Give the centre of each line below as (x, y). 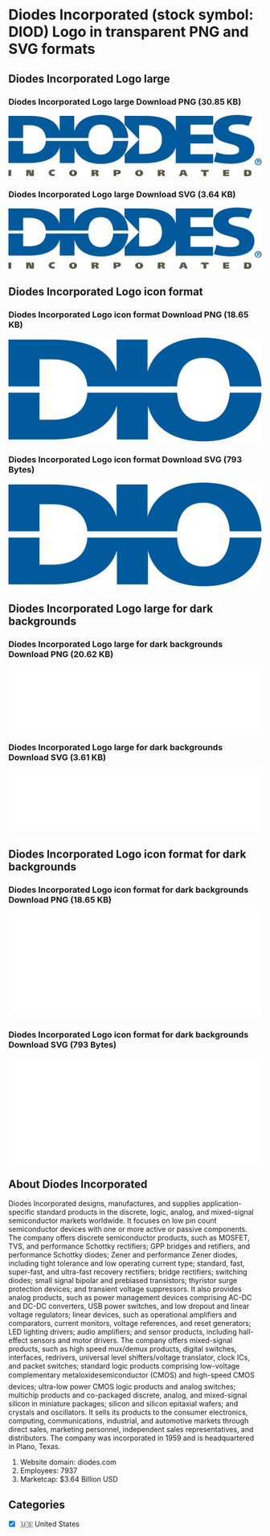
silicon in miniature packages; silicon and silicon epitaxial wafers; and (123, 1404)
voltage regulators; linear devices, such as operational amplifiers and (123, 1315)
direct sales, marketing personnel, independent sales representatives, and (131, 1430)
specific (22, 1212)
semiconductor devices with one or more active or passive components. (128, 1229)
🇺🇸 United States (50, 1524)
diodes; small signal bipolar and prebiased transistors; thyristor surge (123, 1281)
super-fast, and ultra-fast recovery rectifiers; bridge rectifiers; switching (128, 1272)
